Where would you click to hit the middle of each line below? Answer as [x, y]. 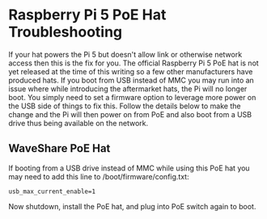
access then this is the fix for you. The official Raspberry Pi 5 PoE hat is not [133, 63]
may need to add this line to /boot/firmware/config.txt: [99, 176]
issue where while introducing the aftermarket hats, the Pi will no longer [128, 88]
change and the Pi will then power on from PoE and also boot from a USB [130, 114]
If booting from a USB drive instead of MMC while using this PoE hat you [129, 168]
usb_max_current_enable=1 [52, 192]
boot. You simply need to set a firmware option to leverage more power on [132, 97]
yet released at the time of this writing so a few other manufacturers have [131, 71]
